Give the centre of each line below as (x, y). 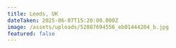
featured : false (31, 34)
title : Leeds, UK (33, 14)
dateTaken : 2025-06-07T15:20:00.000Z (63, 20)
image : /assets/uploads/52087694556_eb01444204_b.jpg (88, 27)
